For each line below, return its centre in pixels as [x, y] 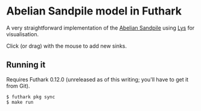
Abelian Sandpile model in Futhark [94, 11]
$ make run [20, 102]
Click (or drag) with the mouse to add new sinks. [66, 46]
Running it [26, 65]
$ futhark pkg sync [31, 97]
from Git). [18, 86]
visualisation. [23, 34]
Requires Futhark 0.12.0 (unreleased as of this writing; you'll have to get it [97, 79]
